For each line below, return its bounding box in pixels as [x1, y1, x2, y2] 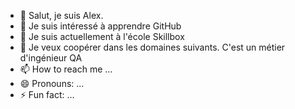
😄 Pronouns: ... [19, 78, 85, 89]
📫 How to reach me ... [19, 63, 113, 75]
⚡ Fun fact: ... [19, 89, 75, 100]
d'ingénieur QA [19, 52, 83, 64]
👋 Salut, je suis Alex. [19, 10, 104, 21]
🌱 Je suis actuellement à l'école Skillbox [19, 31, 185, 42]
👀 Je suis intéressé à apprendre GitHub [19, 20, 182, 32]
